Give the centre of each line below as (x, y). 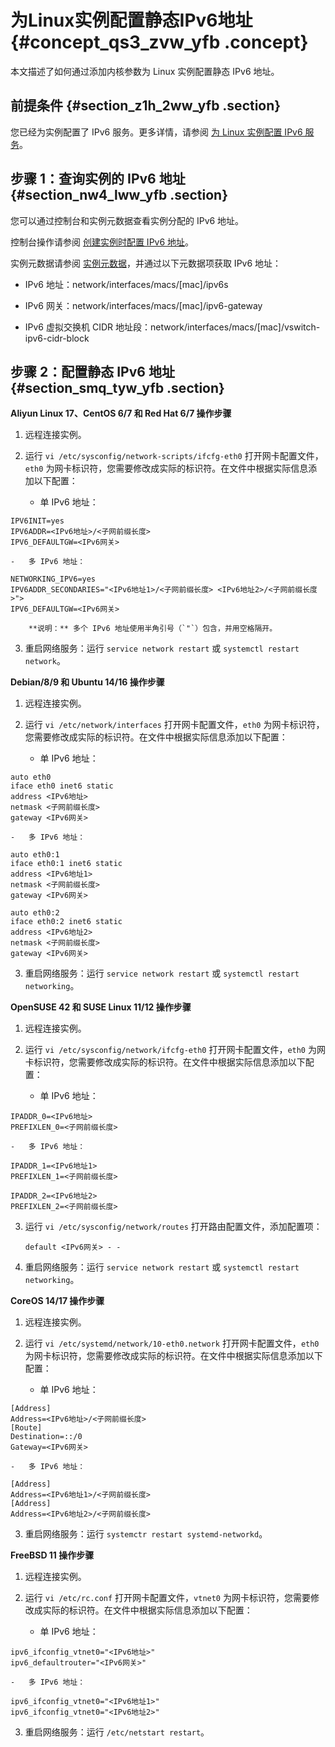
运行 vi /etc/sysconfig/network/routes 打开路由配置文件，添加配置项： (173, 1227)
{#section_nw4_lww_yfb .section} (119, 195)
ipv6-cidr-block (57, 338)
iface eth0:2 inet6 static (66, 922)
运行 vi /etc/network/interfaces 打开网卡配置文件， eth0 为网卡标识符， (174, 725)
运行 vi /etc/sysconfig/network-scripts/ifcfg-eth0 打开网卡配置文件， (174, 456)
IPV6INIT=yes (37, 521)
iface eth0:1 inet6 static (66, 864)
